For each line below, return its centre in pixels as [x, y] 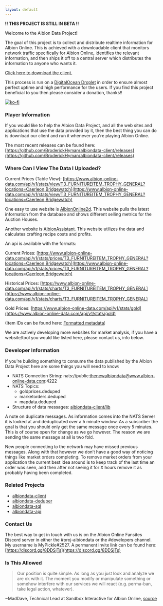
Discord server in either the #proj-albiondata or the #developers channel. [78, 540]
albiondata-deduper [32, 501]
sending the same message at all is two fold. [50, 437]
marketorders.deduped [42, 396]
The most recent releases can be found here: [50, 145]
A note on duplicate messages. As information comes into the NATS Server [80, 416]
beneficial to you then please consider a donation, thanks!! [64, 92]
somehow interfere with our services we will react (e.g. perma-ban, [84, 584]
